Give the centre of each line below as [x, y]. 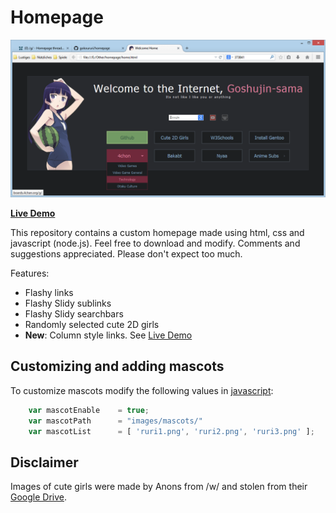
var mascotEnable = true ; [89, 410]
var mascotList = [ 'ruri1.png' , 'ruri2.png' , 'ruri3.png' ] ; [171, 431]
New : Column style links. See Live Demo [108, 335]
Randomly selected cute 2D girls [92, 324]
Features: [30, 273]
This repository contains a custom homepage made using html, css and [157, 232]
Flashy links [49, 292]
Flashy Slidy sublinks [68, 303]
